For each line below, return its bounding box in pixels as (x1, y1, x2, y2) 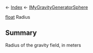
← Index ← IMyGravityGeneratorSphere (5, 5, 88, 10)
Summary (5, 29, 37, 37)
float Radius (5, 14, 30, 20)
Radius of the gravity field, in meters (5, 42, 81, 48)
